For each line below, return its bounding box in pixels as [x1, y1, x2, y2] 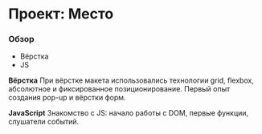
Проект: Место [8, 5, 114, 23]
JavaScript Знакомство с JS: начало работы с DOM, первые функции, [8, 108, 249, 118]
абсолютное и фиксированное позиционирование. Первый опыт [8, 84, 231, 94]
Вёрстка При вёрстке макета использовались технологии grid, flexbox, [8, 75, 255, 85]
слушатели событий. [8, 117, 80, 127]
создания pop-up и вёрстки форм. [8, 93, 126, 103]
